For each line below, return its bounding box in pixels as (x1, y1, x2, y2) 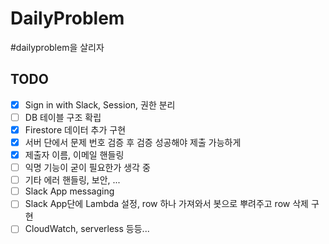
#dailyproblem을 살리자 (10, 41, 105, 53)
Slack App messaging (24, 185, 115, 197)
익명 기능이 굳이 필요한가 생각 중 (24, 162, 151, 174)
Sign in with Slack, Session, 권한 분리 (24, 98, 176, 111)
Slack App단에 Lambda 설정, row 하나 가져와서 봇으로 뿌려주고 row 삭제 (24, 198, 309, 210)
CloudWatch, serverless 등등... (24, 223, 150, 235)
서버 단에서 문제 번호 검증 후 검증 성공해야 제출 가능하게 (24, 136, 242, 148)
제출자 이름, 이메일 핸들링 (24, 149, 125, 161)
